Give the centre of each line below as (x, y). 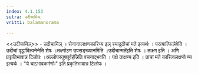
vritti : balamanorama (33, 22)
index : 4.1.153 (25, 11)
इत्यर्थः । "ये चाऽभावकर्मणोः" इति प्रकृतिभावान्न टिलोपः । (57, 64)
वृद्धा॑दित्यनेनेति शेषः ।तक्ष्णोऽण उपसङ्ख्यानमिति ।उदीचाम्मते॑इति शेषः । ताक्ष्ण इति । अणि (99, 51)
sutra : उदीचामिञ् (23, 17)
